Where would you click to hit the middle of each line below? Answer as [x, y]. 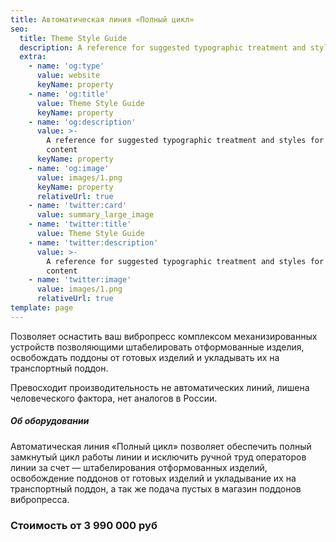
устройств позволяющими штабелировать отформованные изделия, [157, 347]
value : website [68, 76]
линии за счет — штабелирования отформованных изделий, [139, 467]
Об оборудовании [50, 421]
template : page [42, 308]
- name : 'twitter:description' [93, 242]
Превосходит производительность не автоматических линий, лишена [160, 387]
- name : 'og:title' [69, 94]
